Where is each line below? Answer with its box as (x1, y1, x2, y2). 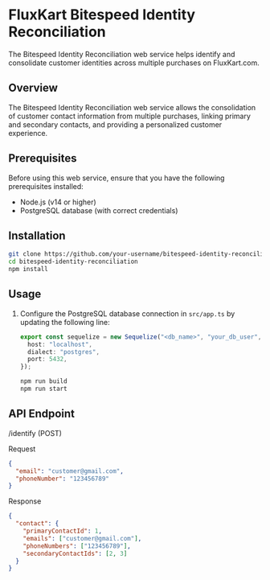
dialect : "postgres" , (27, 348, 100, 356)
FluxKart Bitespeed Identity (8, 6, 195, 24)
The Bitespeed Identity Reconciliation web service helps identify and (8, 49, 235, 59)
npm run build (19, 377, 67, 385)
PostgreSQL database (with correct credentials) (19, 205, 178, 215)
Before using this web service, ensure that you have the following (8, 173, 225, 183)
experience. (8, 128, 48, 138)
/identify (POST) (8, 428, 63, 438)
